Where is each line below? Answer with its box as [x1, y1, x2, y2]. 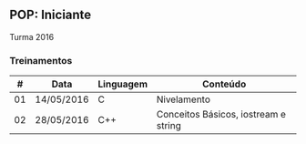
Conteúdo [201, 77, 247, 90]
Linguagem [97, 77, 148, 90]
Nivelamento [156, 93, 211, 106]
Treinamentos [9, 54, 73, 67]
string [156, 119, 182, 132]
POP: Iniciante [9, 7, 92, 23]
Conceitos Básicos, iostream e [156, 108, 287, 121]
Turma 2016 [9, 31, 55, 42]
